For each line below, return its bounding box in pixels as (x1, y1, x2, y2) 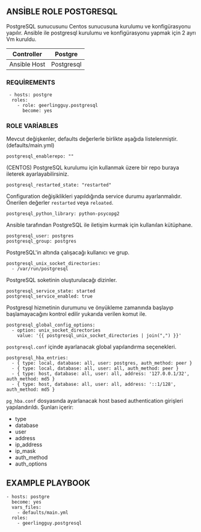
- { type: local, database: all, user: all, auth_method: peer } (11, 365, 179, 372)
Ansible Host (9, 60, 46, 68)
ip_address (14, 441, 43, 448)
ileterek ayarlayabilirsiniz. (6, 170, 69, 178)
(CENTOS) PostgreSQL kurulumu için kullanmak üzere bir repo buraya (6, 164, 179, 171)
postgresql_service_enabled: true (6, 293, 93, 300)
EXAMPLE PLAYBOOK (6, 478, 90, 488)
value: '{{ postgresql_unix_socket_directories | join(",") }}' (17, 333, 182, 339)
